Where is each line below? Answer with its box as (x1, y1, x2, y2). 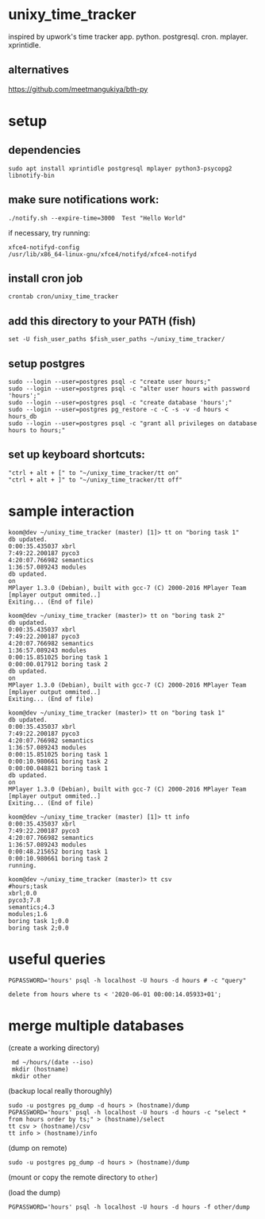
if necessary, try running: (8, 228, 90, 237)
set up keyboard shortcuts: (8, 448, 145, 462)
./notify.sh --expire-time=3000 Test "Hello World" (8, 214, 186, 222)
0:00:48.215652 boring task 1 (8, 847, 109, 856)
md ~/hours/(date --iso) (11, 1058, 94, 1066)
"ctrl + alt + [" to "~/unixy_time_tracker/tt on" (8, 469, 179, 477)
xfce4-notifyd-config (8, 243, 80, 251)
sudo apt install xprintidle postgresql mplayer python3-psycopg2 (8, 164, 232, 172)
